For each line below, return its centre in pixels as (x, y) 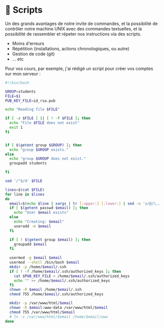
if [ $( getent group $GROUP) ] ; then (43, 145)
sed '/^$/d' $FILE (24, 181)
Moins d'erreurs (28, 43)
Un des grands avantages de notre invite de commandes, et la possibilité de (81, 23)
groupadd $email (31, 244)
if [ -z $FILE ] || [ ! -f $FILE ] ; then (48, 118)
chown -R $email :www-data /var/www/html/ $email (59, 307)
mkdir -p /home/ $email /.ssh (38, 267)
